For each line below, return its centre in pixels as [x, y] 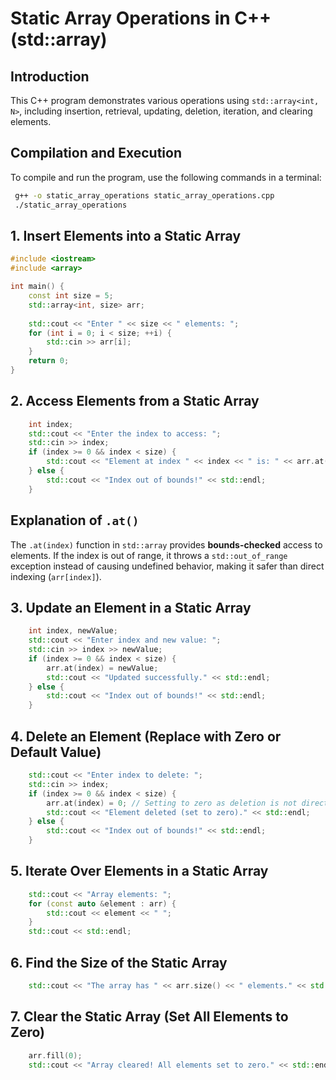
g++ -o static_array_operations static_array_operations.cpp [144, 195]
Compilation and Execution [96, 153]
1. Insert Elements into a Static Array [126, 235]
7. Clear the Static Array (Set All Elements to [149, 1017]
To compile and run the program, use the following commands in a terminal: [166, 177]
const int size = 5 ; [71, 296]
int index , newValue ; [73, 631]
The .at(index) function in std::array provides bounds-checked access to [166, 544]
